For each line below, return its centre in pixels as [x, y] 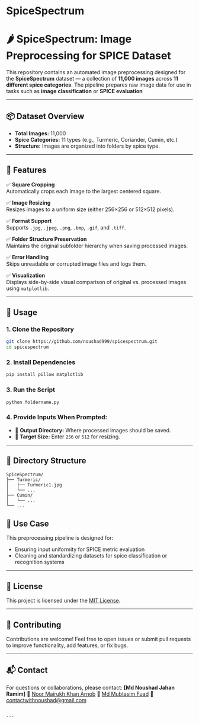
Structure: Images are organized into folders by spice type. [87, 146]
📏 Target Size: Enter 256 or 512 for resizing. [67, 437]
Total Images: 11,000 [40, 133]
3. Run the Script [31, 390]
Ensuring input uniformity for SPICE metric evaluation [80, 549]
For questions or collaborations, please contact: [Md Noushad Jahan [90, 687]
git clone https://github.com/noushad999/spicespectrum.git [82, 342]
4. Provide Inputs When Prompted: [57, 418]
